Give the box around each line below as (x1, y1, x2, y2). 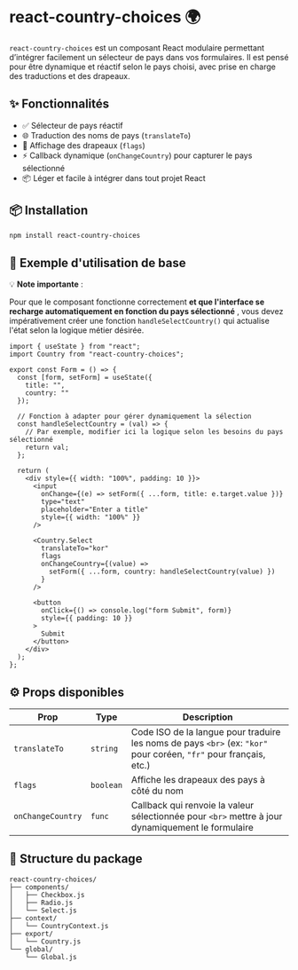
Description (182, 711, 233, 723)
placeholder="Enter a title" (41, 505, 149, 515)
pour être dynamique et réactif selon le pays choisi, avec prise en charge (9, 61, 277, 72)
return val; (25, 443, 69, 453)
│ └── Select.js (9, 906, 77, 915)
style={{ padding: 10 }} (41, 614, 133, 623)
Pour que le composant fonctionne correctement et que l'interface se (9, 296, 265, 307)
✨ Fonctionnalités (9, 97, 110, 112)
